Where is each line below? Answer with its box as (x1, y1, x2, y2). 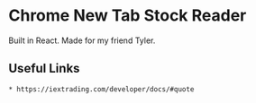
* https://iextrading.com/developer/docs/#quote (8, 84, 195, 94)
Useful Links (8, 61, 80, 76)
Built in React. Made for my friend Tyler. (8, 35, 156, 46)
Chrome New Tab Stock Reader (8, 5, 247, 26)
